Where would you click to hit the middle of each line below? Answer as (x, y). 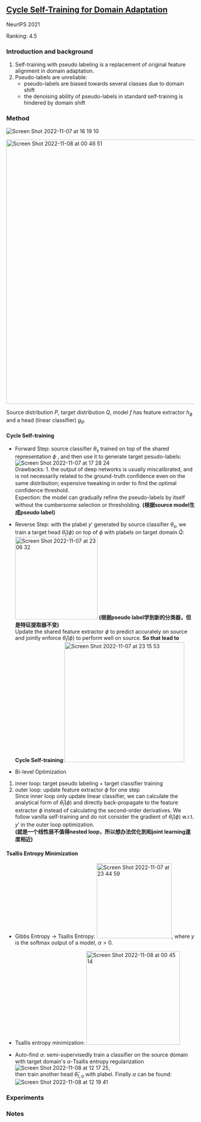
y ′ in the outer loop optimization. (54, 825)
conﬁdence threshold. (42, 490)
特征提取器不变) (40, 625)
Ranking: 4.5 (22, 36)
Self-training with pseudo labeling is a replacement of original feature (100, 65)
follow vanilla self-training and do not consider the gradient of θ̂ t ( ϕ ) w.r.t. (104, 817)
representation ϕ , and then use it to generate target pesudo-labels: (98, 456)
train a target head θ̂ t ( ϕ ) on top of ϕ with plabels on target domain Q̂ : (99, 533)
